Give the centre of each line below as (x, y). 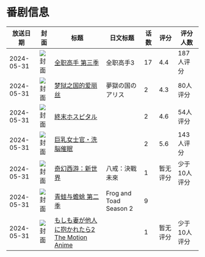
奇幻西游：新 (73, 168)
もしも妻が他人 (76, 220)
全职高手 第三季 (77, 63)
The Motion (71, 237)
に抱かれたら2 (75, 229)
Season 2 (120, 208)
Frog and (119, 193)
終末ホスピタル (76, 116)
